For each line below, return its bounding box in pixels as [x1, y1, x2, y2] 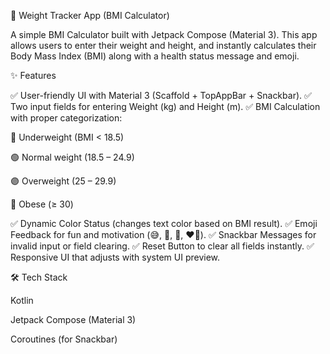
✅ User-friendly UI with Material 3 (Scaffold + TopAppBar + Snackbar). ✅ [10, 90, 312, 101]
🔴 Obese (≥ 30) [10, 198, 74, 210]
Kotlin [10, 295, 34, 306]
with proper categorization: [10, 112, 123, 124]
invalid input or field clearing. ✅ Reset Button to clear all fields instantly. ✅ [10, 240, 315, 252]
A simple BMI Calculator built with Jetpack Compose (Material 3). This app [10, 29, 318, 40]
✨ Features [10, 70, 57, 81]
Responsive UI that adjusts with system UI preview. [10, 251, 221, 263]
